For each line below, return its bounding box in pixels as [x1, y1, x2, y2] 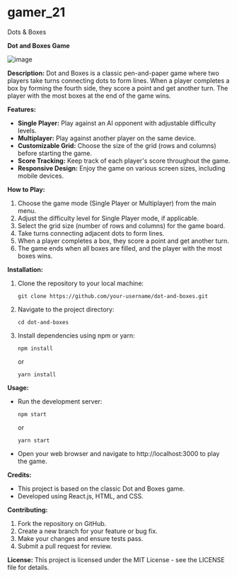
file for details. [7, 563, 50, 571]
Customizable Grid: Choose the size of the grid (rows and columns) [17, 141, 217, 149]
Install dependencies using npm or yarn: [17, 331, 136, 340]
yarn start [17, 437, 50, 444]
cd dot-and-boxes [17, 319, 69, 326]
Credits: [7, 470, 32, 479]
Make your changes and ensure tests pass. [17, 534, 144, 542]
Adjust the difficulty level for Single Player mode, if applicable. [17, 214, 200, 222]
